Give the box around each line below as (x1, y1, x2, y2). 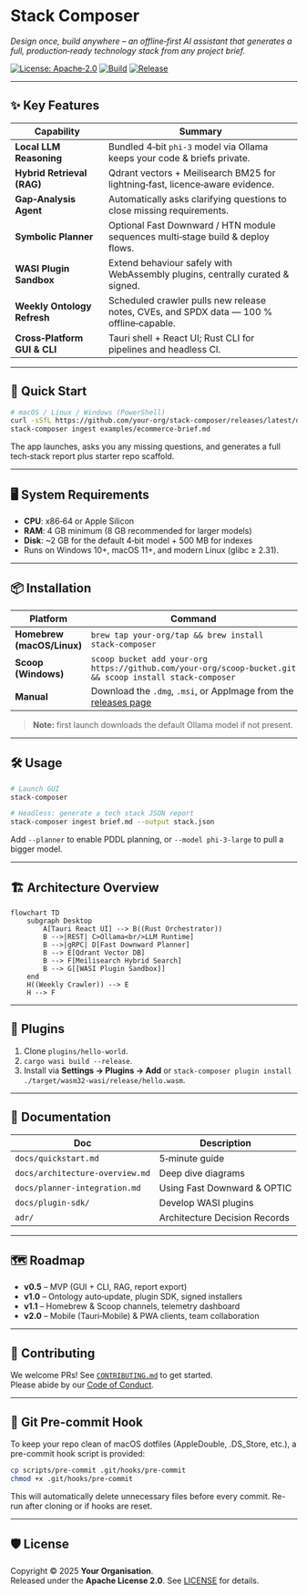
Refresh (15, 311, 50, 323)
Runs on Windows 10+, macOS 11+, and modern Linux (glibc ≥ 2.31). (23, 545, 280, 556)
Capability (34, 125, 80, 138)
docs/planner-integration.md (15, 1182, 141, 1193)
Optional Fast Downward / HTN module (108, 219, 276, 231)
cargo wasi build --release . (23, 1055, 133, 1066)
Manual (15, 690, 48, 702)
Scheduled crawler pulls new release (108, 293, 267, 306)
